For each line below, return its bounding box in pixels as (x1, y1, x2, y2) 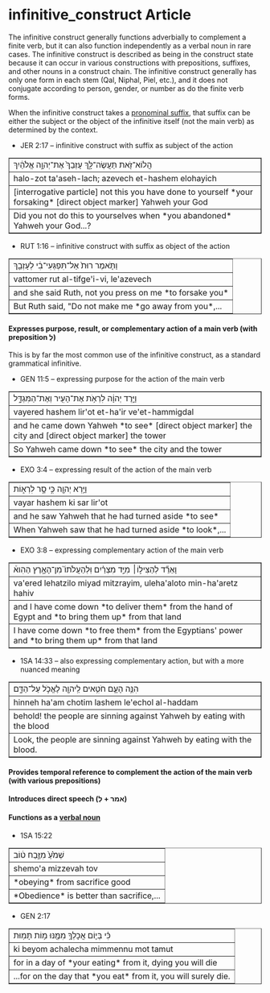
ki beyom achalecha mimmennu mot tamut (13, 943, 174, 954)
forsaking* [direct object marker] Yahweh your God (13, 196, 209, 207)
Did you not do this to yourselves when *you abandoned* (13, 209, 232, 221)
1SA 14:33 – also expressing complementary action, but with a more (19, 656, 244, 666)
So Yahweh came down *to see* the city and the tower (13, 444, 223, 455)
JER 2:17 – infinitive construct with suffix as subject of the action (19, 140, 234, 150)
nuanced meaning (19, 664, 80, 674)
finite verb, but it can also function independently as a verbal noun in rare (8, 40, 252, 50)
